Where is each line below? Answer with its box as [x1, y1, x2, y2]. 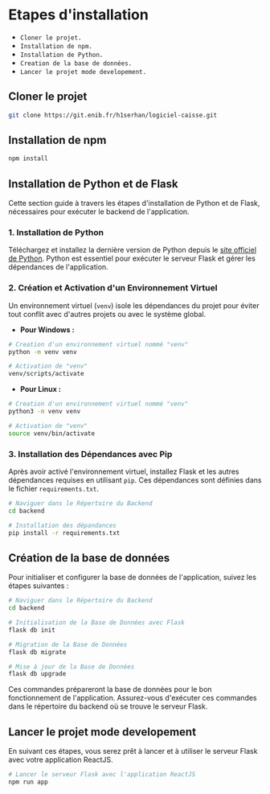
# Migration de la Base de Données [8, 640, 128, 648]
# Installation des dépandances [8, 521, 117, 529]
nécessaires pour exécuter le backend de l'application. [8, 207, 190, 216]
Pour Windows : [19, 324, 75, 335]
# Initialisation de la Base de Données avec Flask [8, 619, 185, 627]
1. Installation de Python [8, 227, 104, 238]
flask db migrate [8, 648, 67, 656]
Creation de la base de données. [19, 59, 133, 68]
